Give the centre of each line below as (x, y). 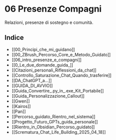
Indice (14, 38)
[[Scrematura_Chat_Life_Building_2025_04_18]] (58, 132)
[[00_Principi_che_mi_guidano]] (43, 49)
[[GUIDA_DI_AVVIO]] (32, 86)
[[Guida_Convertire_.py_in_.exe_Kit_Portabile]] (58, 90)
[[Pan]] (19, 111)
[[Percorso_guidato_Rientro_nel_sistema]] (53, 116)
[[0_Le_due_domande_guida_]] (42, 65)
